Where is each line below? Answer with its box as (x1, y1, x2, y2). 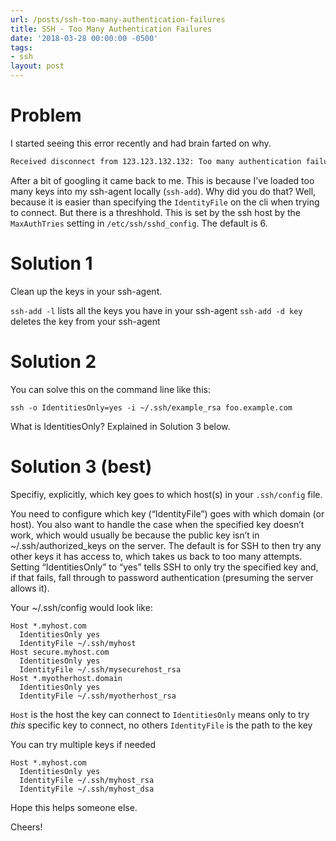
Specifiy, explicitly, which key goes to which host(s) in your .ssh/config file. (10, 488, 323, 500)
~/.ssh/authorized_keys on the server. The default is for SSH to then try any (10, 539, 322, 551)
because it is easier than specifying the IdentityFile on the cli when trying (10, 196, 320, 208)
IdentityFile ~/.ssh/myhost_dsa (19, 784, 155, 794)
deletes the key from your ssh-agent (10, 315, 161, 327)
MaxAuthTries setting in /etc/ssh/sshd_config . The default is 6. (10, 217, 268, 229)
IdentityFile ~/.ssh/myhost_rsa (19, 775, 155, 785)
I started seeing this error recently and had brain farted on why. (10, 137, 272, 149)
